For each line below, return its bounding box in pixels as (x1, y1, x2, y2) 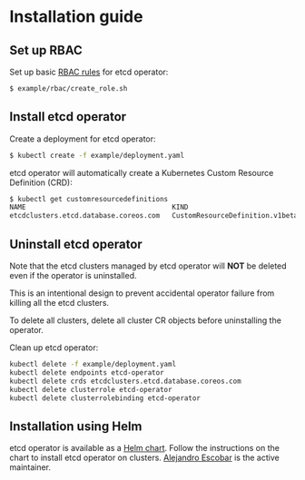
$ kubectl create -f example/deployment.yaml (9, 151, 184, 160)
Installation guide (9, 6, 143, 27)
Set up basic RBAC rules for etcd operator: (9, 66, 169, 77)
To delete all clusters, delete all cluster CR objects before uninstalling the (9, 315, 281, 326)
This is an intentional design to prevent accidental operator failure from (9, 288, 275, 299)
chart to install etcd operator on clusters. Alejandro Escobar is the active (9, 452, 280, 464)
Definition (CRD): (9, 177, 73, 188)
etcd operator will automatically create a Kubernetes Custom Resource (9, 167, 274, 178)
